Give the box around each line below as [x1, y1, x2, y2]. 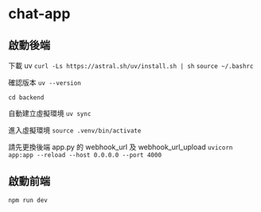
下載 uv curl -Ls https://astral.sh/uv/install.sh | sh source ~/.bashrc [8, 61, 254, 70]
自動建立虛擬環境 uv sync [8, 109, 92, 118]
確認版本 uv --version [8, 78, 81, 87]
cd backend [8, 94, 45, 102]
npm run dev [8, 196, 48, 204]
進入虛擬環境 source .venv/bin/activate [8, 125, 142, 135]
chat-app [8, 5, 71, 23]
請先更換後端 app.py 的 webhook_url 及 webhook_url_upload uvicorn [8, 142, 233, 152]
